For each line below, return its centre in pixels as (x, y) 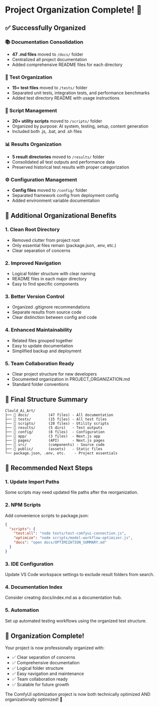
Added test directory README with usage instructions (66, 98)
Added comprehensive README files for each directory (67, 65)
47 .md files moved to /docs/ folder (48, 54)
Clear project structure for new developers (54, 374)
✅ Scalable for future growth (40, 684)
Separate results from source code (47, 312)
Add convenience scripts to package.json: (47, 515)
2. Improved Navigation (33, 263)
